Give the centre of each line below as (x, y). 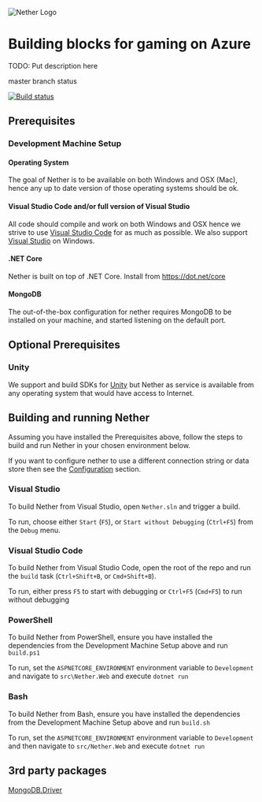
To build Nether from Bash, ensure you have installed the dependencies (124, 714)
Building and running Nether (79, 418)
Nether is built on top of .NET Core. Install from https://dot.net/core (117, 276)
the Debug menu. (34, 530)
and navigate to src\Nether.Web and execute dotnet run (98, 676)
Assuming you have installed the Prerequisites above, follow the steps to (125, 437)
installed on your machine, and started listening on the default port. (117, 320)
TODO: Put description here (53, 65)
